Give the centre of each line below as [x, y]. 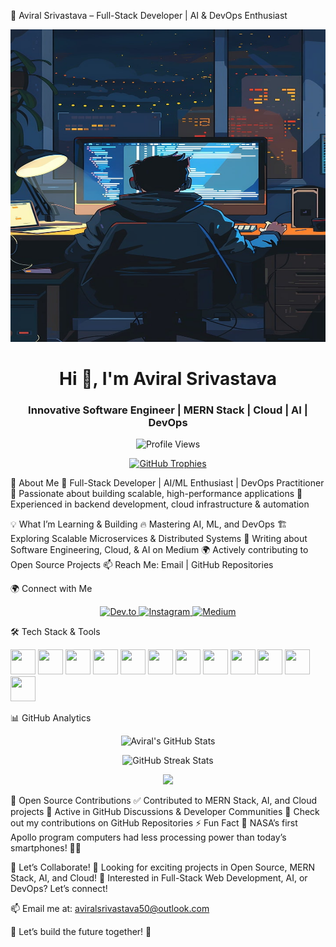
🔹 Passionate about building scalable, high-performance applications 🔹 [156, 494]
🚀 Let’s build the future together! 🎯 [81, 932]
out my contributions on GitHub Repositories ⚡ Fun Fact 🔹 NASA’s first [154, 823]
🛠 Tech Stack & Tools [55, 632]
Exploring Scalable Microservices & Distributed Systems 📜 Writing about [159, 539]
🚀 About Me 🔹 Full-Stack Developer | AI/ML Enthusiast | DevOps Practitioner [167, 483]
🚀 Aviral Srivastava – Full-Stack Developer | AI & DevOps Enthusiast [149, 15]
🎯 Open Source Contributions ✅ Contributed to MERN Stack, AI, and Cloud [164, 801]
